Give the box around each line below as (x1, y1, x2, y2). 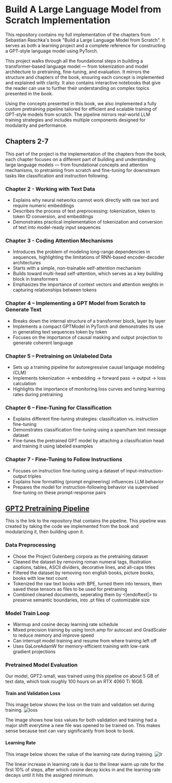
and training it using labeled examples (12, 443, 93, 449)
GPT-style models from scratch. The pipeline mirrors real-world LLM (5, 111, 150, 118)
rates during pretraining (12, 391, 63, 397)
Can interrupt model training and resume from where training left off (12, 637, 157, 643)
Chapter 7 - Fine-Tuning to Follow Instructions (5, 456, 122, 463)
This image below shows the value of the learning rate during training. (5, 751, 154, 757)
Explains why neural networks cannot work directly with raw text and (12, 197, 159, 203)
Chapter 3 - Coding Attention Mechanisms (5, 237, 113, 244)
